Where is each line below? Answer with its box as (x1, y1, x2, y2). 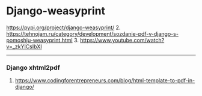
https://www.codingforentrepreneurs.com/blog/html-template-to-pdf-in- (14, 77, 195, 84)
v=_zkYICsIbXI (6, 43, 42, 50)
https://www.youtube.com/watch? (80, 36, 165, 44)
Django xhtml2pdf (6, 63, 60, 72)
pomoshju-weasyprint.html (6, 36, 73, 44)
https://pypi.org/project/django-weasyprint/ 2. (6, 24, 121, 31)
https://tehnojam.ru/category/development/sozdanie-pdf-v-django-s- (6, 30, 179, 37)
